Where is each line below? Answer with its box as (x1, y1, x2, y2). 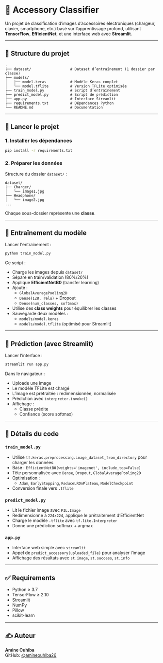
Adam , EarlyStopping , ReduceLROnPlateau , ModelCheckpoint (19, 480, 133, 486)
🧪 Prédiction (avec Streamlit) (5, 340, 94, 348)
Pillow (12, 608, 24, 613)
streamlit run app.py (5, 362, 49, 367)
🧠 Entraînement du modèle (5, 229, 87, 237)
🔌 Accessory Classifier (5, 4, 99, 16)
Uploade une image (12, 380, 52, 386)
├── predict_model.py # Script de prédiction (5, 92, 118, 97)
